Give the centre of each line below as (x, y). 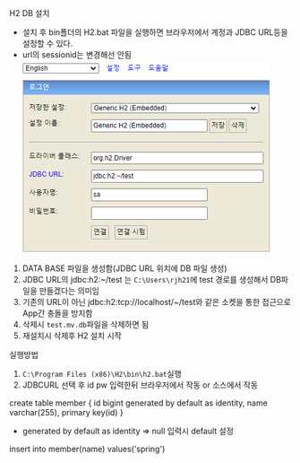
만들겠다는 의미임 (69, 291)
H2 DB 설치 (30, 13)
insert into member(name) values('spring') (87, 449)
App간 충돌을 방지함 (57, 313)
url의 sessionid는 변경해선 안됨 (77, 55)
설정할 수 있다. (47, 44)
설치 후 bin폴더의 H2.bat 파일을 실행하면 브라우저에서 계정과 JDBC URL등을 (155, 32)
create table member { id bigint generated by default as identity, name (139, 403)
